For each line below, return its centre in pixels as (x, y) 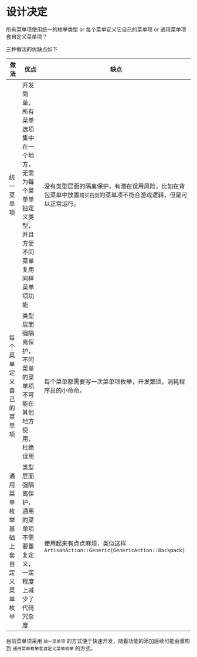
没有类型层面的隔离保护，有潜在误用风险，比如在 (111, 186)
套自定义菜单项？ (27, 36)
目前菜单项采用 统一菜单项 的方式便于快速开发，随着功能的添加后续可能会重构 (98, 641)
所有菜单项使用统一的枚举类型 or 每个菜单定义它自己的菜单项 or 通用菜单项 (96, 29)
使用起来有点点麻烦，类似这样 (85, 543)
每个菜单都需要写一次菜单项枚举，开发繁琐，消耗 (111, 381)
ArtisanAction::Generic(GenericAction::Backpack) (115, 550)
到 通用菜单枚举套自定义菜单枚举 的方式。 (51, 648)
